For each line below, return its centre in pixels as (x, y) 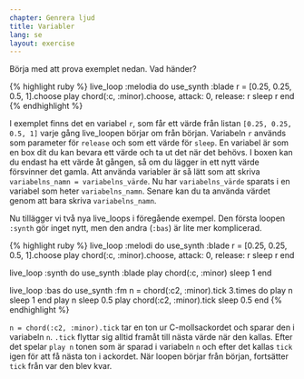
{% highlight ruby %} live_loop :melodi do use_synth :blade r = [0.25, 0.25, (148, 245)
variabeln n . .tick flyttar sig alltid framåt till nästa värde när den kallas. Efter (151, 337)
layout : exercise (42, 43)
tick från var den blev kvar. (61, 366)
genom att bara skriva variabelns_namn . (83, 201)
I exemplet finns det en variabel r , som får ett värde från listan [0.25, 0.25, (151, 124)
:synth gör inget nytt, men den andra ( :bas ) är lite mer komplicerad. (136, 228)
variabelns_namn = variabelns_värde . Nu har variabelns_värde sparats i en (150, 182)
